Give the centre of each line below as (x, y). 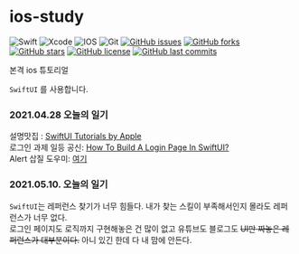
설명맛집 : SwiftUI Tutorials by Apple (75, 136)
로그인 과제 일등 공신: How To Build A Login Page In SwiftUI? (119, 147)
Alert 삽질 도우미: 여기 (48, 159)
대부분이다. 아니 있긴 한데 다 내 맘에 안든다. (116, 240)
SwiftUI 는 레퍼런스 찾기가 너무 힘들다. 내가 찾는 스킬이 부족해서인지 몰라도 (140, 206)
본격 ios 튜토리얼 (39, 70)
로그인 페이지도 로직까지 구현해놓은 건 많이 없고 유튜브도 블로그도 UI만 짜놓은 (145, 229)
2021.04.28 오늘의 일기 (59, 115)
